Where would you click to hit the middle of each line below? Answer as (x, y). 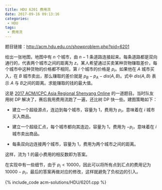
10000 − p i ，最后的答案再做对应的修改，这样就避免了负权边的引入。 (73, 172)
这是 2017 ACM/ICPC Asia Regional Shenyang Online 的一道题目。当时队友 (80, 93)
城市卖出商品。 (27, 134)
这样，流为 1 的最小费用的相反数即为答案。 (48, 155)
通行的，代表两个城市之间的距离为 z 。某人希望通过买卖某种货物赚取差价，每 (81, 63)
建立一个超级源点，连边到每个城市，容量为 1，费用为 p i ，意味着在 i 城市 (83, 110)
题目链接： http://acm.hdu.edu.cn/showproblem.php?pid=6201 (67, 46)
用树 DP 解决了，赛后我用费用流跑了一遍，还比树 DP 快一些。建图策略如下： (81, 99)
